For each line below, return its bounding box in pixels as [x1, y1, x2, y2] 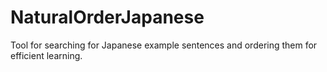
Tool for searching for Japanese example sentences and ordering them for [10, 39, 318, 51]
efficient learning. [10, 49, 83, 61]
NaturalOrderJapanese [10, 6, 205, 29]
